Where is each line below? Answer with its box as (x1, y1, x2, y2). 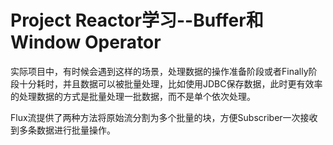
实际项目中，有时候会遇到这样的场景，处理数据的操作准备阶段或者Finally (10, 65, 309, 77)
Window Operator (10, 31, 162, 54)
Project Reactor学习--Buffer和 (10, 9, 264, 32)
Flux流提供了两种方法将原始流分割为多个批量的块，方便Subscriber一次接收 (10, 111, 318, 123)
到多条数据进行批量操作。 (10, 124, 116, 136)
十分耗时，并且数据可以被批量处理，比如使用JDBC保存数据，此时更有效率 (18, 77, 323, 90)
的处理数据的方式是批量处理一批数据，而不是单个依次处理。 (10, 90, 256, 102)
